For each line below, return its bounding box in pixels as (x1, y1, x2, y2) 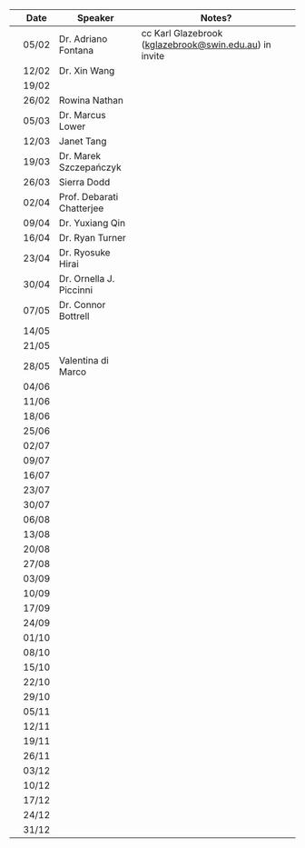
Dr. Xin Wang (58, 65, 115, 76)
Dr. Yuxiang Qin (58, 217, 125, 229)
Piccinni (58, 284, 93, 296)
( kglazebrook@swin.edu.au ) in (141, 38, 272, 51)
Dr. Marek (58, 150, 102, 162)
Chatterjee (58, 202, 104, 214)
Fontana (58, 45, 93, 56)
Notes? (200, 12, 232, 24)
